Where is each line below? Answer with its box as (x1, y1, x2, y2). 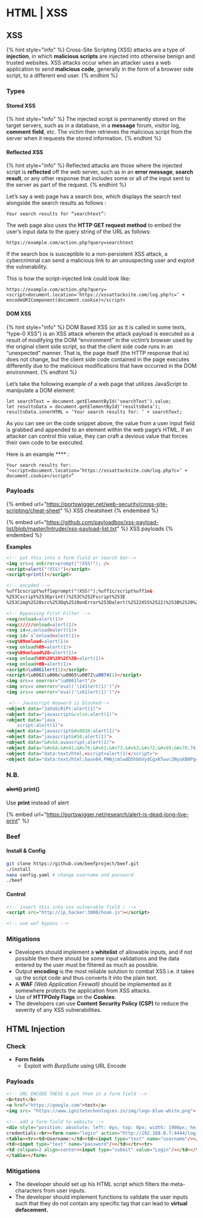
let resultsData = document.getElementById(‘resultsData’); (6, 403, 161, 409)
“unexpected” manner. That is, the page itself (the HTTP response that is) (6, 349, 189, 356)
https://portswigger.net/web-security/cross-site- (46, 500, 168, 507)
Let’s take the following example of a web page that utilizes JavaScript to (6, 380, 188, 387)
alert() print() (6, 786, 40, 793)
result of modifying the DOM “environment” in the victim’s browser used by (6, 336, 193, 344)
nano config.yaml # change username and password (6, 871, 134, 878)
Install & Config (6, 847, 46, 855)
